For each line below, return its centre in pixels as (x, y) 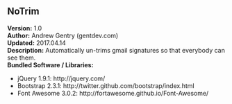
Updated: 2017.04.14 (36, 43)
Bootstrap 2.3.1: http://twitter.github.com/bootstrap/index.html (106, 85)
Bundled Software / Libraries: (50, 64)
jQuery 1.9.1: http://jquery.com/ (61, 78)
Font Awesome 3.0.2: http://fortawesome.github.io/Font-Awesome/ (113, 93)
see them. (22, 58)
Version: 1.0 (25, 28)
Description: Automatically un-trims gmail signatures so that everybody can (116, 50)
